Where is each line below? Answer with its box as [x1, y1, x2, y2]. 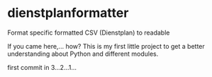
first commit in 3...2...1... [7, 63, 77, 71]
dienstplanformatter [7, 5, 129, 21]
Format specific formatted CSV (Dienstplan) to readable [7, 28, 170, 37]
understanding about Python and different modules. [7, 49, 159, 58]
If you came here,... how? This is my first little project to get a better [7, 42, 206, 50]
